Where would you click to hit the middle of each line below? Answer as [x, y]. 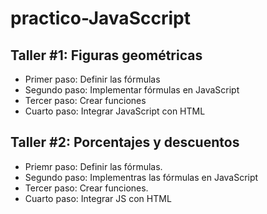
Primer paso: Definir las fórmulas [92, 79]
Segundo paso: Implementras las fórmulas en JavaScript [141, 177]
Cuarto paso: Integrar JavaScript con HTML [115, 111]
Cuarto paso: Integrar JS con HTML [98, 198]
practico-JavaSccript [100, 18]
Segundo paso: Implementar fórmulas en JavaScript [132, 90]
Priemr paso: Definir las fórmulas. [93, 166]
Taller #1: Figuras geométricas [106, 55]
